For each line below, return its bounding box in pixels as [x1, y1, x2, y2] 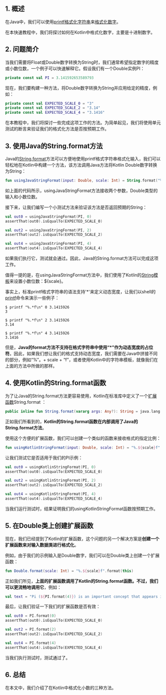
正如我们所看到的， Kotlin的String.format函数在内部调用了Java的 [5, 418, 138, 424]
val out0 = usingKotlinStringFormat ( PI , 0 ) [5, 464, 96, 469]
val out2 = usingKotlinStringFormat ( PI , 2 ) [5, 478, 96, 483]
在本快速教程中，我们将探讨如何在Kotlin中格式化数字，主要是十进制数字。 [5, 29, 155, 35]
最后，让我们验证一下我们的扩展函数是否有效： [5, 603, 100, 609]
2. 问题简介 [5, 45, 39, 53]
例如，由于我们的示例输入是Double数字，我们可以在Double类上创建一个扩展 [5, 552, 160, 558]
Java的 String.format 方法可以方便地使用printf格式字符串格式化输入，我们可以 [5, 155, 161, 162]
